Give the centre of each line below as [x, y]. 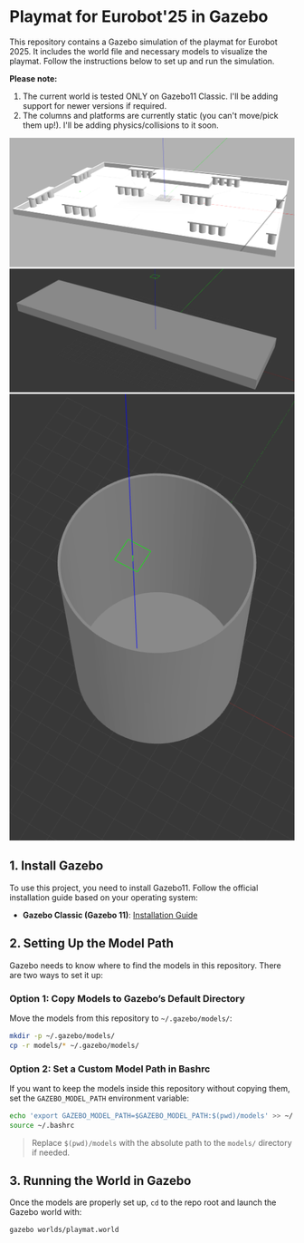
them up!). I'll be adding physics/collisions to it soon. [120, 125]
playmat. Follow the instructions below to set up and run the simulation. [142, 61]
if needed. [51, 1152]
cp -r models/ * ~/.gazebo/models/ [75, 1045]
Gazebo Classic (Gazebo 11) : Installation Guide [110, 915]
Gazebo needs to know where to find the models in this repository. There [146, 965]
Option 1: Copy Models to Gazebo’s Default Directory [128, 998]
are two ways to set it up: [57, 975]
